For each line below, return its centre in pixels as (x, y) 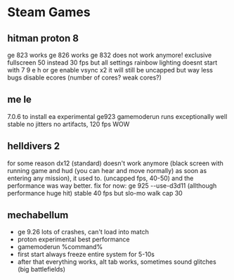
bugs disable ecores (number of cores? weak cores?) (84, 77)
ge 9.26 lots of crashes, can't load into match (83, 232)
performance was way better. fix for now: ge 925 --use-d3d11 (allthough (112, 185)
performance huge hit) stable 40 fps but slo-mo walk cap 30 (95, 193)
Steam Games (49, 12)
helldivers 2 (34, 146)
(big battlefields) (41, 269)
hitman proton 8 (43, 38)
